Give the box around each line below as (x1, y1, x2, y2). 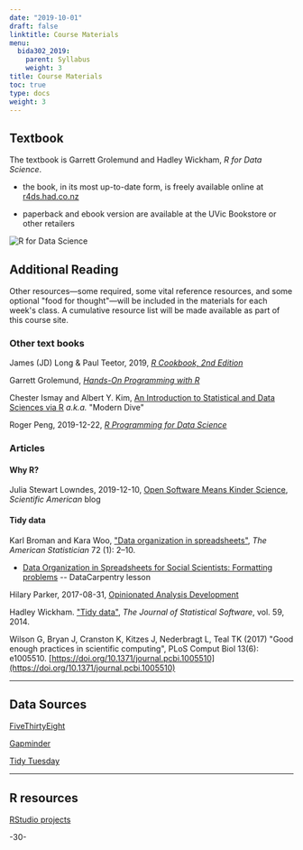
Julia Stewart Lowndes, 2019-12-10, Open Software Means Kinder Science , (9, 485, 289, 495)
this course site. (9, 315, 69, 325)
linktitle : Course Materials (9, 30, 119, 39)
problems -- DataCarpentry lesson (22, 571, 151, 582)
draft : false (9, 22, 59, 31)
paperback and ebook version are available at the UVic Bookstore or (22, 208, 277, 219)
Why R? (9, 464, 39, 475)
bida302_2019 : (17, 47, 70, 56)
